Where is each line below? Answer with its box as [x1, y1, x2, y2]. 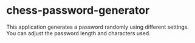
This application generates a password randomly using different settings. [6, 23, 190, 30]
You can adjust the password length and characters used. [6, 29, 151, 36]
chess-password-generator [6, 4, 150, 17]
